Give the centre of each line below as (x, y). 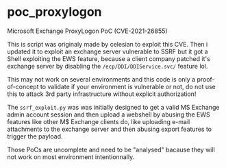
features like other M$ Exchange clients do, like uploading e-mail (99, 121)
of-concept (23, 86)
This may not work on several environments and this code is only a (101, 79)
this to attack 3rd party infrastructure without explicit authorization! (102, 94)
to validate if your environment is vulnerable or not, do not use (128, 86)
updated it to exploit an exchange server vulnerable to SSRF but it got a (108, 51)
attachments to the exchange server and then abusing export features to (110, 129)
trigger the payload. (35, 136)
